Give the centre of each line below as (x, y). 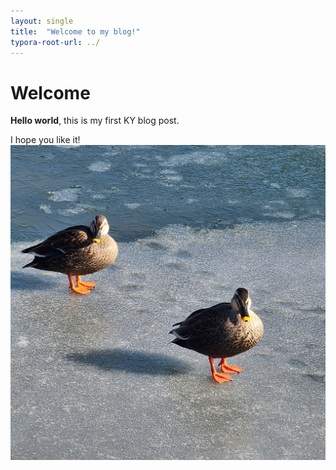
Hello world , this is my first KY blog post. (95, 121)
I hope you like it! (45, 140)
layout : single (42, 21)
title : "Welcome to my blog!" (75, 31)
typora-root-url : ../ (55, 42)
